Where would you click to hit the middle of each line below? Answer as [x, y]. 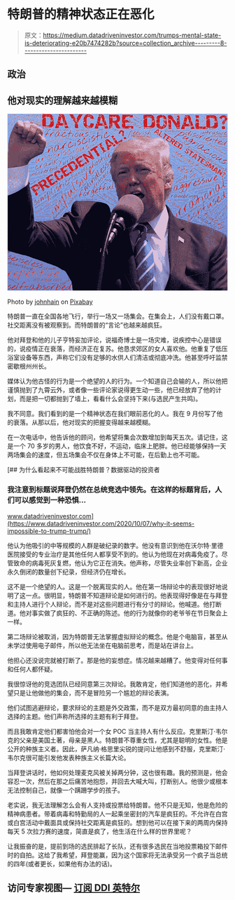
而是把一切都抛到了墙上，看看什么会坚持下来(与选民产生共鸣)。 [111, 399]
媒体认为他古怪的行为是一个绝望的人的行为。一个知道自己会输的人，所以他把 [117, 381]
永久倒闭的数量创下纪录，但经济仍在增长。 [69, 572]
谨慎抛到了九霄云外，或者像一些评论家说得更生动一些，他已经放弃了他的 [111, 390]
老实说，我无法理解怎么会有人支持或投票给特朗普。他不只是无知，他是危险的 [117, 805]
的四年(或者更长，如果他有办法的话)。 [62, 864]
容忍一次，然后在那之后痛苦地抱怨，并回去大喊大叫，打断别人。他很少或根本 [117, 781]
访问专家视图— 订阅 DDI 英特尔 [74, 888]
